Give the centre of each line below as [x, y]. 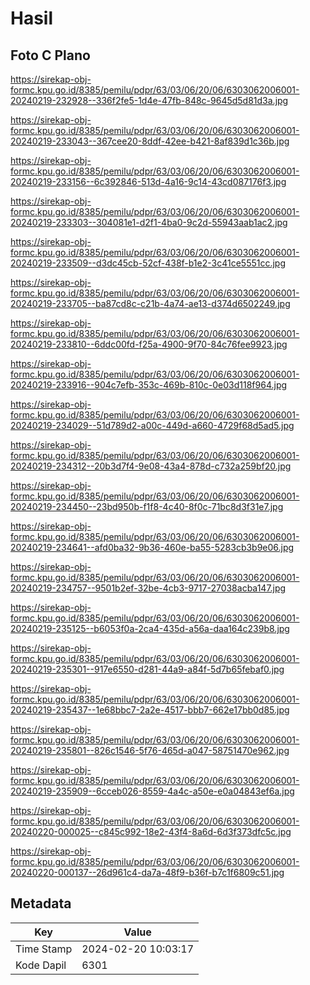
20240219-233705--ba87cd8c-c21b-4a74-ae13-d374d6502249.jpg [150, 303]
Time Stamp [44, 949]
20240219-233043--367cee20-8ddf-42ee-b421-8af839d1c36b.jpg [150, 141]
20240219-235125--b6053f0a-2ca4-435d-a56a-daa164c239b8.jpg [150, 628]
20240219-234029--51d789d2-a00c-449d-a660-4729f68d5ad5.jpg [152, 425]
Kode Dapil [41, 965]
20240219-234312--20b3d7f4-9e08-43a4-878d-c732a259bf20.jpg [151, 466]
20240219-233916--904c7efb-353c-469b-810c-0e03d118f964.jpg [149, 385]
